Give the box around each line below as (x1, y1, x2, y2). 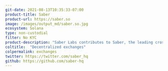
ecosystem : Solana (5, 26, 43, 31)
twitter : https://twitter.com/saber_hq (5, 53, 88, 59)
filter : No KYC (5, 35, 37, 40)
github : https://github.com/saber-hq (5, 58, 84, 63)
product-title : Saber (5, 12, 50, 17)
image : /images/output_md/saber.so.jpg (5, 21, 88, 26)
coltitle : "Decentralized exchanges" (5, 44, 86, 49)
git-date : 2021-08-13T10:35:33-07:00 (5, 7, 84, 12)
